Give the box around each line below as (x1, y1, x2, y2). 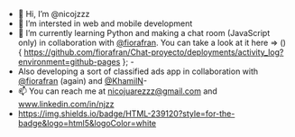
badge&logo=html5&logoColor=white (17, 118, 157, 128)
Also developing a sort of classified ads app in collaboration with (17, 66, 259, 77)
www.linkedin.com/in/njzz (17, 99, 115, 109)
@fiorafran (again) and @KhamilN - (17, 76, 147, 86)
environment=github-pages (17, 57, 121, 67)
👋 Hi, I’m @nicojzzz (17, 9, 90, 19)
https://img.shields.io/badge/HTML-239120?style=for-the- (17, 108, 235, 119)
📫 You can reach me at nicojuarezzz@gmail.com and (17, 86, 218, 96)
